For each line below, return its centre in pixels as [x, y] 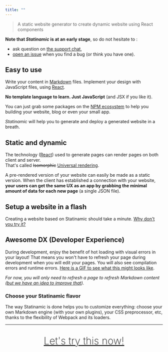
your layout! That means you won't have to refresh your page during [75, 257]
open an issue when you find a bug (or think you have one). [73, 54]
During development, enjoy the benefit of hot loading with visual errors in [80, 252]
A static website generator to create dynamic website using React [85, 24]
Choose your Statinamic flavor [43, 296]
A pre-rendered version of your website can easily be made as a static [78, 175]
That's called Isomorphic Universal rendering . [52, 165]
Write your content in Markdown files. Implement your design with [73, 82]
